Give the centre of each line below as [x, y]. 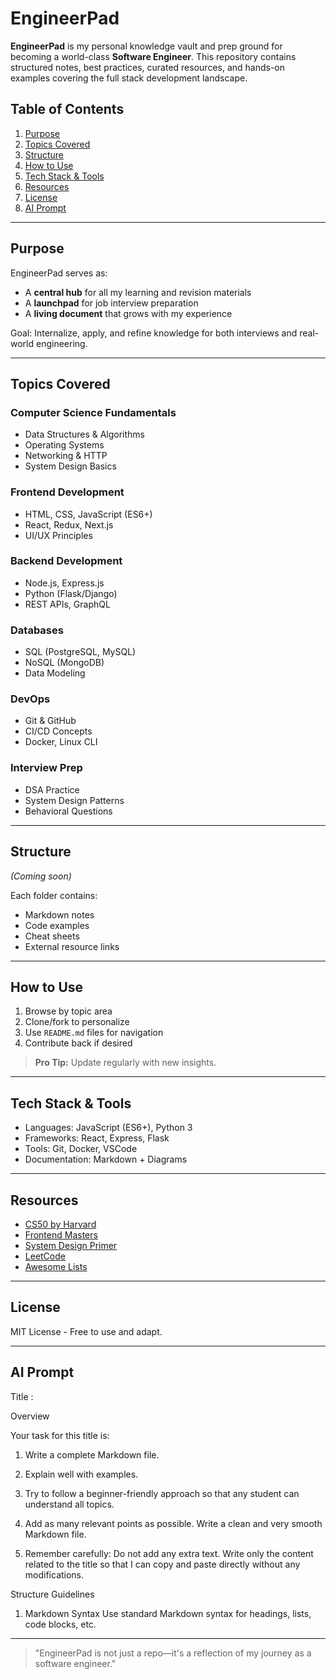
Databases [37, 630]
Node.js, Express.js [64, 583]
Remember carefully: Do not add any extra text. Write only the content [169, 1553]
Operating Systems [64, 445]
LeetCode [45, 1256]
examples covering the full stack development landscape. [129, 78]
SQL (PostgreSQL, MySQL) [80, 652]
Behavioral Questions [68, 811]
